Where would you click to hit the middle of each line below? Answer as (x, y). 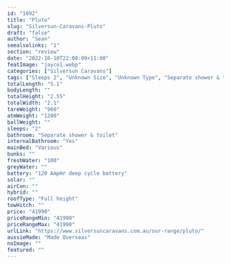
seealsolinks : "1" (33, 45)
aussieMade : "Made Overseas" (49, 237)
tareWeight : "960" (33, 109)
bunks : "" (21, 154)
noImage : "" (24, 244)
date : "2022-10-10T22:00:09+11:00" (58, 58)
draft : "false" (29, 33)
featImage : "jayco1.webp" (44, 65)
